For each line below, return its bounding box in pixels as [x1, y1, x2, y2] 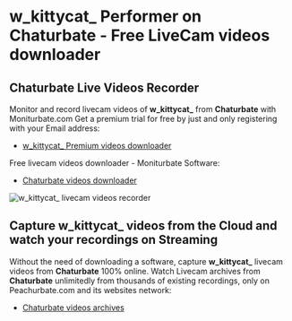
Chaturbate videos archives [21, 302, 125, 313]
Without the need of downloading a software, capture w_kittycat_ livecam [9, 256, 284, 266]
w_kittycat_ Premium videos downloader [21, 141, 172, 151]
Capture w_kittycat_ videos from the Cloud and [9, 218, 278, 234]
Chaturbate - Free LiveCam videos [9, 25, 271, 46]
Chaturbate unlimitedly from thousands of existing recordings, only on [9, 275, 271, 286]
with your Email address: [9, 123, 100, 134]
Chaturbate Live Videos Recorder [9, 80, 200, 95]
